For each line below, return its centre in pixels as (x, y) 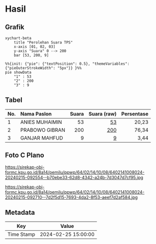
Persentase (135, 114)
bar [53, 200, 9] (31, 55)
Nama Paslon (36, 114)
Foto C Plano (25, 155)
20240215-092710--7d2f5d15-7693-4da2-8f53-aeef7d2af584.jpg (71, 197)
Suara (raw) (103, 114)
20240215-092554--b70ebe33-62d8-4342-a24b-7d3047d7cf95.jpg (74, 177)
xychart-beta (18, 38)
